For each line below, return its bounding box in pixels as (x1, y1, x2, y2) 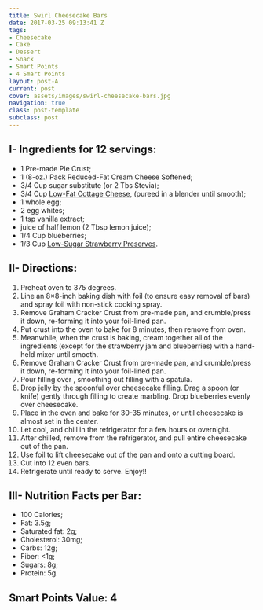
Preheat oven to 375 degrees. (20, 282, 117, 292)
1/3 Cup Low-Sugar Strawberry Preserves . (20, 239, 159, 248)
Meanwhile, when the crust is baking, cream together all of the (20, 333, 223, 342)
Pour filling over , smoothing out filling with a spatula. (20, 374, 192, 384)
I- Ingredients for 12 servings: (9, 143, 157, 156)
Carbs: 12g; (20, 543, 58, 553)
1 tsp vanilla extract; (20, 214, 85, 223)
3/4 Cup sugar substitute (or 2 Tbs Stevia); (20, 180, 159, 189)
